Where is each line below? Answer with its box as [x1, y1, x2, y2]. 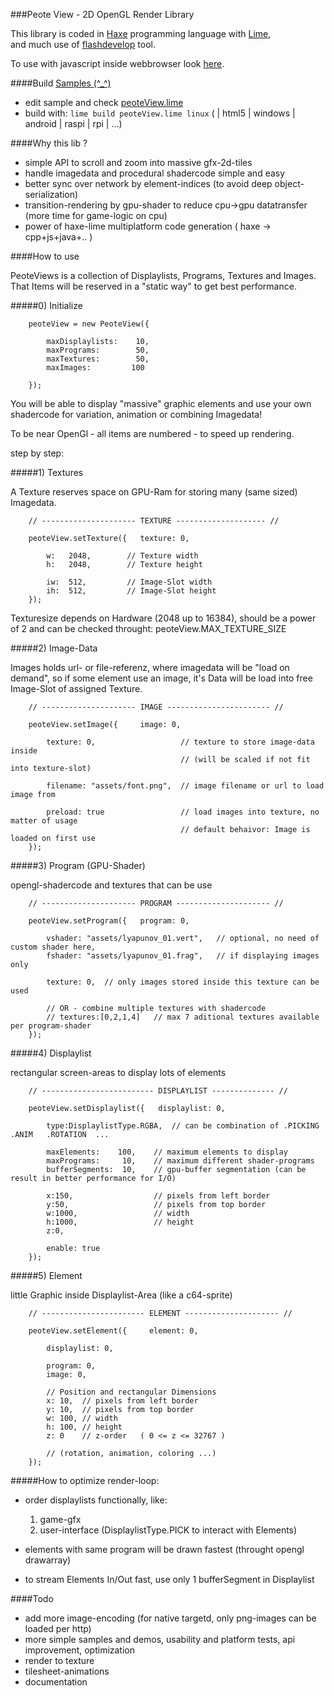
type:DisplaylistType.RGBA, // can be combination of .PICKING [46, 1121, 320, 1131]
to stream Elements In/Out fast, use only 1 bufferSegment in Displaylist [24, 1574, 315, 1585]
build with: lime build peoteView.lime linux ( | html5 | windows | [24, 107, 296, 119]
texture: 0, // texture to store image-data [46, 737, 315, 747]
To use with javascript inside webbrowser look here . [10, 58, 225, 69]
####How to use [10, 250, 80, 262]
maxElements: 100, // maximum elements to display [46, 1147, 288, 1157]
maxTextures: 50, [46, 354, 150, 364]
